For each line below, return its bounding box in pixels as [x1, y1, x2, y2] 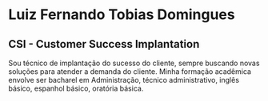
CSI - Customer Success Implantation [8, 37, 200, 51]
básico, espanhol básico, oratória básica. [8, 84, 144, 93]
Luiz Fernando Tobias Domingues [8, 6, 235, 24]
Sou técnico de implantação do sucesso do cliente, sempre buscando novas [8, 58, 260, 68]
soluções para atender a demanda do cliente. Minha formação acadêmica [8, 67, 252, 76]
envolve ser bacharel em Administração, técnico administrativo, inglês [8, 76, 240, 84]
